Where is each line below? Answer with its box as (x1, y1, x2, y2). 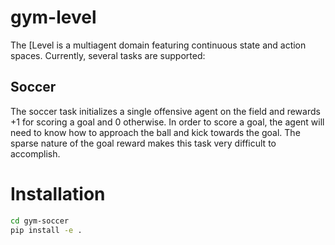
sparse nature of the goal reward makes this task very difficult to (10, 137, 277, 149)
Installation (10, 182, 106, 205)
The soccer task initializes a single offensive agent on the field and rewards (10, 105, 321, 117)
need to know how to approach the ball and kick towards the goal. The (10, 126, 301, 138)
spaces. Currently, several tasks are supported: (10, 49, 206, 61)
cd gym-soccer (10, 216, 70, 226)
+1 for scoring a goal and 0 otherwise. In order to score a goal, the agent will (10, 116, 325, 128)
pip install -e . (10, 225, 83, 235)
